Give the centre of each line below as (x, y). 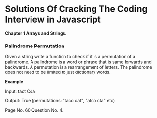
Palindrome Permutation (35, 46)
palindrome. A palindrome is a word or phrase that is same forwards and (78, 62)
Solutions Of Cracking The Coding (76, 9)
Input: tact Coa (20, 91)
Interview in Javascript (53, 19)
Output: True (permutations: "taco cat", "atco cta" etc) (60, 101)
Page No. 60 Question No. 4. (34, 110)
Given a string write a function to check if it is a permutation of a (70, 57)
